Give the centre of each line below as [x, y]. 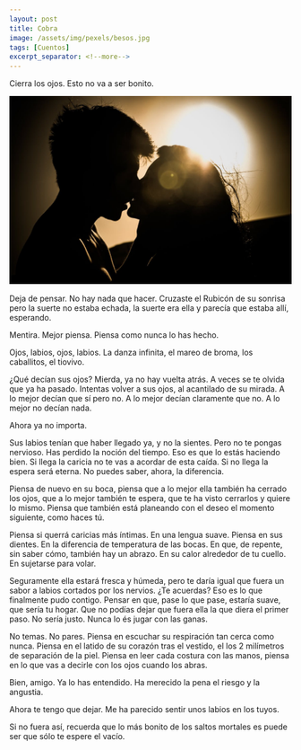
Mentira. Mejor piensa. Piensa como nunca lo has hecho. [114, 335]
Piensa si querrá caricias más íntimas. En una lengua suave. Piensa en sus [146, 534]
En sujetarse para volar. [53, 563]
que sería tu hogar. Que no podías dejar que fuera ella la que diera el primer [149, 609]
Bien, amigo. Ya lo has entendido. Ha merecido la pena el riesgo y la [135, 682]
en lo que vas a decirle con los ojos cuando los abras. [108, 665]
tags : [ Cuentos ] [39, 48]
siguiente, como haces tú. [57, 517]
